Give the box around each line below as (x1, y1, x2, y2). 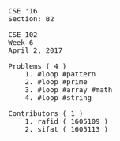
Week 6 (8, 39, 34, 46)
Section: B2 (8, 15, 54, 23)
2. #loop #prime (24, 78, 88, 86)
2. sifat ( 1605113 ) (24, 125, 109, 133)
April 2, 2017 (8, 46, 63, 54)
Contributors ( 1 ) (8, 109, 84, 117)
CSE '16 (8, 7, 38, 15)
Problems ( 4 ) (8, 62, 67, 70)
